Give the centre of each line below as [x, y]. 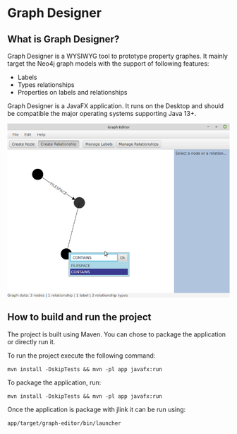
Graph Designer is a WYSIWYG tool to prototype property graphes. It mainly [117, 56]
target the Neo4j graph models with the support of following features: [108, 64]
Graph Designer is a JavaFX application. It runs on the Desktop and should [116, 106]
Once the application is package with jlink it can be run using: [97, 409]
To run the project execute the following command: [81, 356]
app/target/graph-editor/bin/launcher [64, 423]
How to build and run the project [79, 317]
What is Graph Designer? [63, 39]
